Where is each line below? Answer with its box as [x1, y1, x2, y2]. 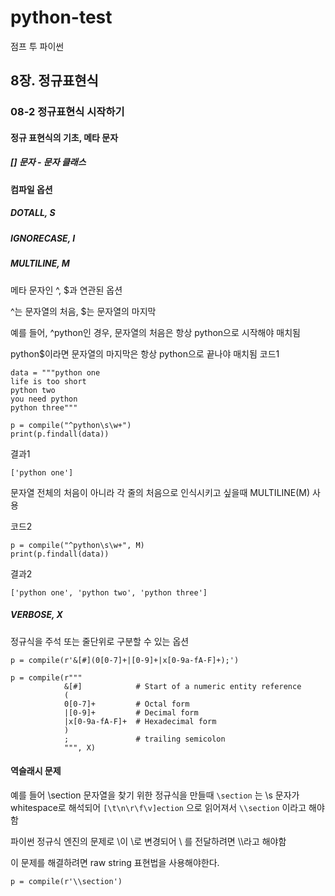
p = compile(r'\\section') [10, 876, 123, 886]
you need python [10, 394, 78, 404]
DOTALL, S [10, 207, 56, 219]
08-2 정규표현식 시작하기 [10, 105, 125, 119]
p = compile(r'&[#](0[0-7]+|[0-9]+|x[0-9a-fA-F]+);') [10, 655, 240, 665]
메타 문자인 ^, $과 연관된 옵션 [10, 284, 123, 296]
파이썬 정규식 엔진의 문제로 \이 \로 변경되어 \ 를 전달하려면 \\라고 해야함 [10, 835, 287, 847]
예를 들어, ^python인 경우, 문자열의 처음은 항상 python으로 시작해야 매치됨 [10, 326, 301, 338]
